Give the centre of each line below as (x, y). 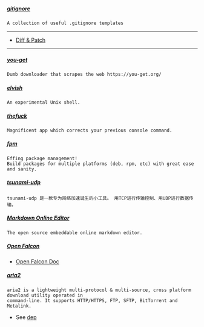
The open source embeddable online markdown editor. (75, 233)
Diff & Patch (31, 40)
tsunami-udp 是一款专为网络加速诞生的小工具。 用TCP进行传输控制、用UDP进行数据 (98, 198)
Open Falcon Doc (37, 261)
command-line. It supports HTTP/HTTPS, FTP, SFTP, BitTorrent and (92, 300)
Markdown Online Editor (38, 218)
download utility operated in (45, 295)
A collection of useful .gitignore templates (65, 23)
